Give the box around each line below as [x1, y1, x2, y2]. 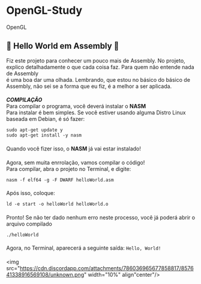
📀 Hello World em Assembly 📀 [6, 41, 119, 51]
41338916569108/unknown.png [6, 271, 85, 278]
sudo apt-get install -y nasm [6, 132, 82, 138]
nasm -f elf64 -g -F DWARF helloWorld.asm [6, 177, 114, 183]
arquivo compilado [6, 220, 52, 227]
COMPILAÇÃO [6, 96, 43, 103]
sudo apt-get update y [6, 127, 63, 133]
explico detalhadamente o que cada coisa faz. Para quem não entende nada [6, 63, 194, 70]
